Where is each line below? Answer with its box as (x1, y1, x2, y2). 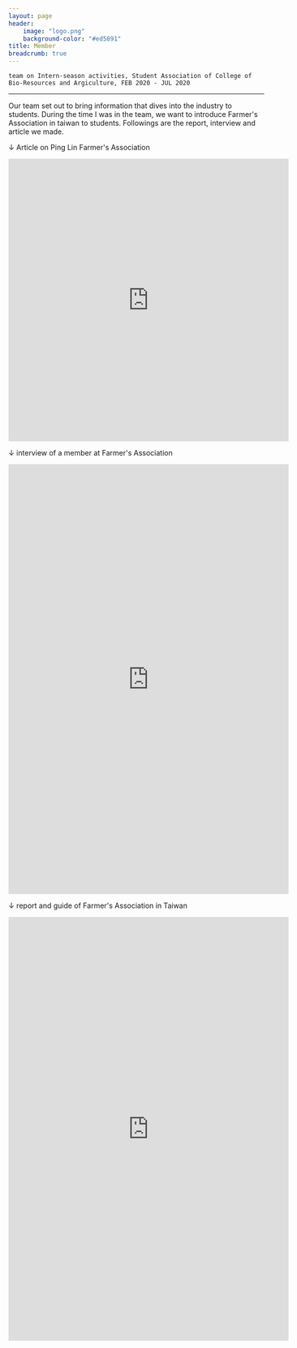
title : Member (8, 42, 57, 50)
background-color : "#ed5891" (23, 34, 122, 43)
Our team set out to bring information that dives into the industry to (8, 101, 233, 110)
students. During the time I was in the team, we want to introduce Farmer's (8, 110, 258, 119)
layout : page (8, 11, 53, 20)
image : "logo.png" (23, 27, 85, 35)
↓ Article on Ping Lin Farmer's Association (8, 143, 150, 152)
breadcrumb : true (8, 50, 67, 58)
